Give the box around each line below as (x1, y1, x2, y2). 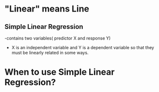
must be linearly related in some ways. (11, 50, 89, 55)
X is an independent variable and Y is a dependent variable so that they (11, 45, 155, 50)
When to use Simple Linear (4, 66, 115, 78)
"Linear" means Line (4, 3, 90, 14)
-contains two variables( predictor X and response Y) (4, 35, 111, 41)
